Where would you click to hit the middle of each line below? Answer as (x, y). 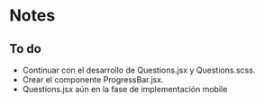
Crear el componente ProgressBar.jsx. (93, 80)
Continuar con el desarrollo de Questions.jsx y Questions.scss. (139, 70)
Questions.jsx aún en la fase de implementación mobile (125, 89)
